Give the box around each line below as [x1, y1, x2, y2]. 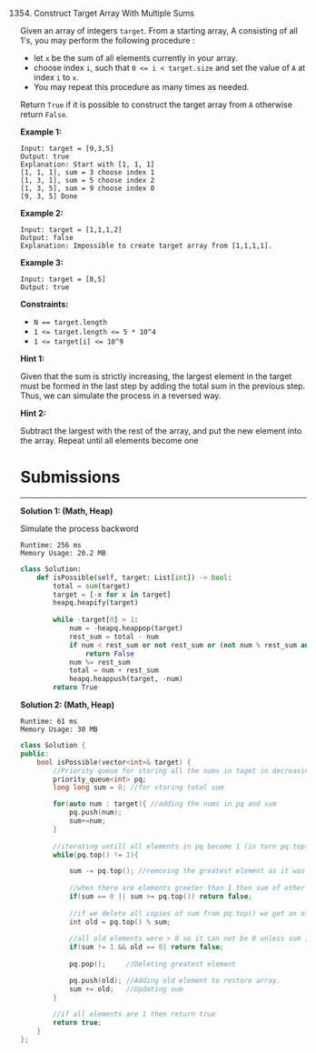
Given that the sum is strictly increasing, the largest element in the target [20, 371, 292, 381]
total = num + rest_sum [68, 666, 159, 676]
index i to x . [33, 72, 79, 83]
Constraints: [20, 299, 69, 309]
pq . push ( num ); [68, 808, 123, 817]
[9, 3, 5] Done [20, 192, 78, 201]
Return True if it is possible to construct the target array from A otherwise [20, 99, 292, 110]
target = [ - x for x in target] [53, 590, 172, 599]
